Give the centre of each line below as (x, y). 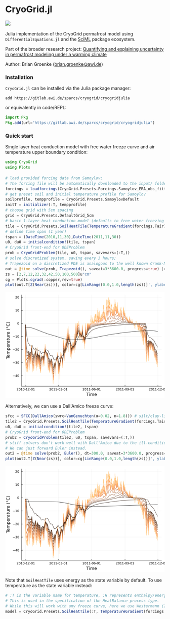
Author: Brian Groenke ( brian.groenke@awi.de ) (54, 64)
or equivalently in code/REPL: (36, 108)
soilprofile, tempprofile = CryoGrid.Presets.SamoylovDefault (72, 199)
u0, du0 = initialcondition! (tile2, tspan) (52, 427)
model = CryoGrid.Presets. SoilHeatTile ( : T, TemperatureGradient (74, 611)
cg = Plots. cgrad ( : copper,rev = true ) (44, 279)
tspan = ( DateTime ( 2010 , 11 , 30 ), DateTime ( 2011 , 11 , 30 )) (63, 237)
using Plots (18, 168)
